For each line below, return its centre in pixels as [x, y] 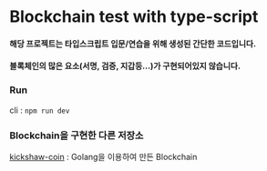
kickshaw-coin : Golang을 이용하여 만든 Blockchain [103, 156]
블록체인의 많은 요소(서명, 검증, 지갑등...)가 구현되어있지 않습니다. [125, 66]
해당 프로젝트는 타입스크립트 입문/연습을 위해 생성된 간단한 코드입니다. [133, 44]
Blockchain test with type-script [134, 17]
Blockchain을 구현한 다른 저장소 [77, 136]
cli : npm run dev [40, 110]
